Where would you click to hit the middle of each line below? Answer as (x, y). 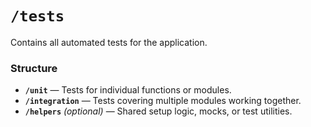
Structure (34, 68)
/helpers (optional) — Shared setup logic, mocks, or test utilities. (158, 111)
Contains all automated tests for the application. (109, 42)
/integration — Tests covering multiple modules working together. (163, 101)
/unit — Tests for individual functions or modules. (128, 90)
